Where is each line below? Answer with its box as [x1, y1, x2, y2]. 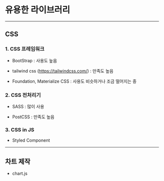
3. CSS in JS [5, 126, 35, 133]
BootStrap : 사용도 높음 [12, 57, 57, 63]
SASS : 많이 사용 [12, 103, 44, 109]
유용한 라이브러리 [5, 4, 70, 16]
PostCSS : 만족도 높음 [12, 114, 55, 120]
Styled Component [12, 137, 50, 144]
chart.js [12, 171, 28, 177]
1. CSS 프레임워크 [5, 46, 45, 53]
